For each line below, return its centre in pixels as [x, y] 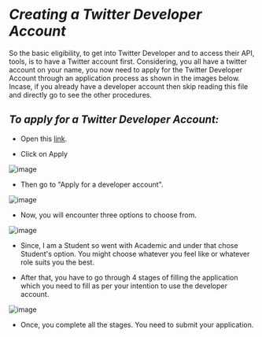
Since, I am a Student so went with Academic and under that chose [129, 245]
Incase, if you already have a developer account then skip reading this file [129, 86]
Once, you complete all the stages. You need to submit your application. [137, 324]
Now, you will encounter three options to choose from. [109, 215]
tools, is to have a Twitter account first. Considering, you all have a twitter [128, 61]
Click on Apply [44, 154]
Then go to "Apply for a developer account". [92, 184]
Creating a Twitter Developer [105, 15]
